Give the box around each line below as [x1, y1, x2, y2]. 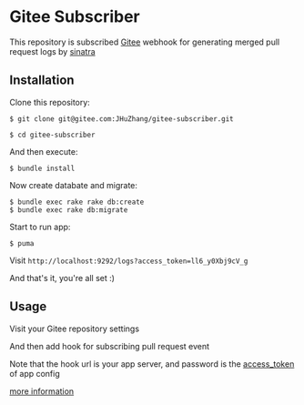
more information [9, 385, 75, 397]
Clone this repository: [9, 96, 91, 107]
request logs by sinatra [9, 46, 96, 56]
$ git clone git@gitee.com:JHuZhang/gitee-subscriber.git [9, 114, 234, 124]
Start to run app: [9, 221, 71, 232]
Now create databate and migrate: [9, 179, 138, 190]
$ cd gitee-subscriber [9, 130, 96, 139]
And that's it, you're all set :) [9, 272, 116, 283]
